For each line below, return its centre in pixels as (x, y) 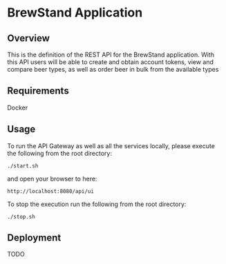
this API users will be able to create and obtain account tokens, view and (111, 62)
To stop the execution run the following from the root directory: (97, 204)
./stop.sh (21, 216)
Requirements (38, 91)
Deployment (34, 238)
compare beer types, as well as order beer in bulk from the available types (113, 69)
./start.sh (23, 166)
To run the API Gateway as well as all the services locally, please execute (111, 145)
